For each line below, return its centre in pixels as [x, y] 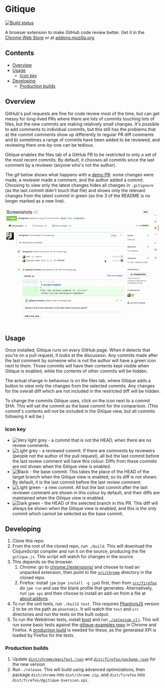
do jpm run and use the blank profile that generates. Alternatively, [86, 588]
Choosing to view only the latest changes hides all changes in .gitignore [79, 185]
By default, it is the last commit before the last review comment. [77, 482]
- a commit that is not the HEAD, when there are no [100, 440]
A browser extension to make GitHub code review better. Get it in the [75, 32]
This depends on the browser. [43, 562]
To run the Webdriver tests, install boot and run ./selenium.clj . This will [85, 620]
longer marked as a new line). [35, 201]
